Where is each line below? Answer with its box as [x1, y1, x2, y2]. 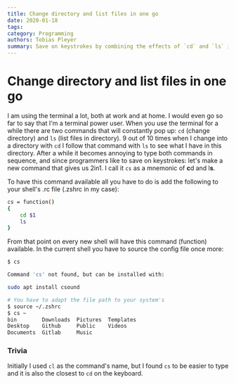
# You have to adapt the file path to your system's [7, 296, 165, 303]
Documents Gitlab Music [7, 329, 93, 336]
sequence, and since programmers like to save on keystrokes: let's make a [7, 156, 223, 165]
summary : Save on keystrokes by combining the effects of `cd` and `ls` [7, 43, 225, 50]
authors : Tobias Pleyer [7, 37, 77, 44]
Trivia [7, 346, 27, 356]
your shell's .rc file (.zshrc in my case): [7, 184, 119, 193]
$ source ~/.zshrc [7, 303, 61, 310]
